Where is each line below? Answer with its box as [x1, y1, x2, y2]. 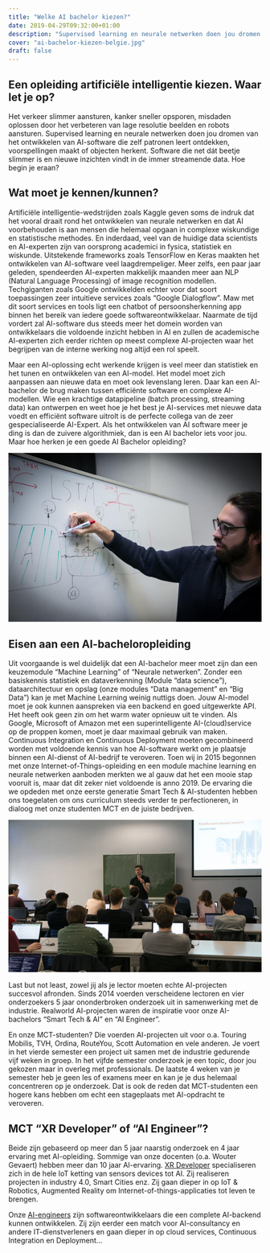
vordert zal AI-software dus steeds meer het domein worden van [8, 318, 223, 328]
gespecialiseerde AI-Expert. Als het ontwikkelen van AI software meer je [8, 419, 247, 429]
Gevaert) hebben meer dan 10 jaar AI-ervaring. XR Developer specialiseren [8, 1161, 256, 1170]
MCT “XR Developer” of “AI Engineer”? [8, 1122, 209, 1136]
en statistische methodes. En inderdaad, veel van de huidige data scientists [8, 233, 258, 243]
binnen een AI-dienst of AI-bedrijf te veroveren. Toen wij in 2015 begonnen [8, 753, 256, 762]
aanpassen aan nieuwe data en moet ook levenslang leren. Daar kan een [8, 376, 249, 386]
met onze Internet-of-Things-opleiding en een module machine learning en [8, 761, 257, 771]
